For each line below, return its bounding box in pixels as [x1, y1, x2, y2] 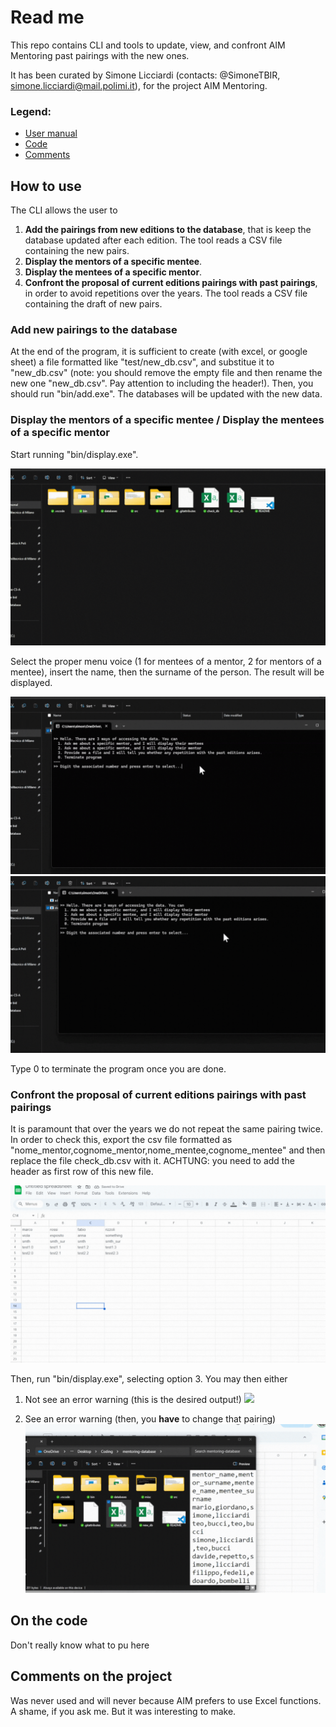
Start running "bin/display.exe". [10, 448, 139, 460]
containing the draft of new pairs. [24, 298, 163, 310]
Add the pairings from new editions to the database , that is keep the [24, 224, 312, 236]
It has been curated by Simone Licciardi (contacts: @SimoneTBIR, [10, 69, 281, 81]
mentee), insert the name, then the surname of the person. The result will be [10, 666, 325, 678]
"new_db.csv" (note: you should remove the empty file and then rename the [10, 367, 323, 379]
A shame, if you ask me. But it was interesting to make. [10, 1705, 237, 1717]
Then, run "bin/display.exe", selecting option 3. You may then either [10, 1372, 288, 1385]
